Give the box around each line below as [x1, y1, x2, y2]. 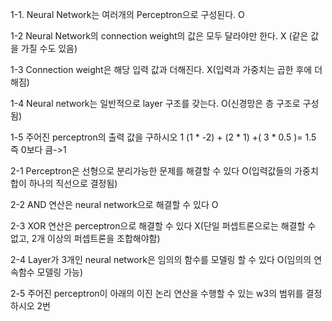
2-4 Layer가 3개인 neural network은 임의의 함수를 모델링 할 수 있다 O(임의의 [10, 254, 312, 265]
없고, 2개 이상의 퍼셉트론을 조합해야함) [10, 233, 161, 244]
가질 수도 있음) [20, 43, 78, 54]
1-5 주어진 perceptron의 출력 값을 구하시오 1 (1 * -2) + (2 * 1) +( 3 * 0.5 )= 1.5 [10, 131, 317, 143]
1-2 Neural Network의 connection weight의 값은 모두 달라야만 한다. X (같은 [10, 30, 309, 42]
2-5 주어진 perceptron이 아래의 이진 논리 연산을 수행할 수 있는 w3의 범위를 [10, 288, 304, 299]
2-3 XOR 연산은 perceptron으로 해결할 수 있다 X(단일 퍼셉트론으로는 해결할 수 [10, 220, 317, 232]
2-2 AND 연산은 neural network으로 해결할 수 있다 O [10, 199, 219, 210]
